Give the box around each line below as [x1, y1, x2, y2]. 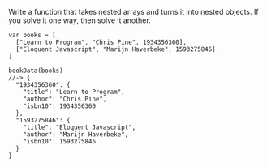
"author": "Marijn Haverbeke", [23, 131, 129, 139]
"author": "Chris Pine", [23, 95, 107, 103]
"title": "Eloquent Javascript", [23, 123, 136, 131]
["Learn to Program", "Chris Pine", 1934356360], [15, 38, 187, 46]
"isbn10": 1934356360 [23, 102, 96, 110]
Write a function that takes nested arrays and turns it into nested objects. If [8, 7, 259, 16]
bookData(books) [8, 66, 63, 75]
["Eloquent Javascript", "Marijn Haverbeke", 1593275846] [15, 45, 217, 54]
